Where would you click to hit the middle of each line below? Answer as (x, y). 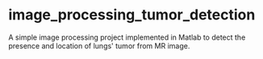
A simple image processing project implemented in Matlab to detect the (127, 37)
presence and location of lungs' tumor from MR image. (99, 45)
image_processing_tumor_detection (132, 15)
